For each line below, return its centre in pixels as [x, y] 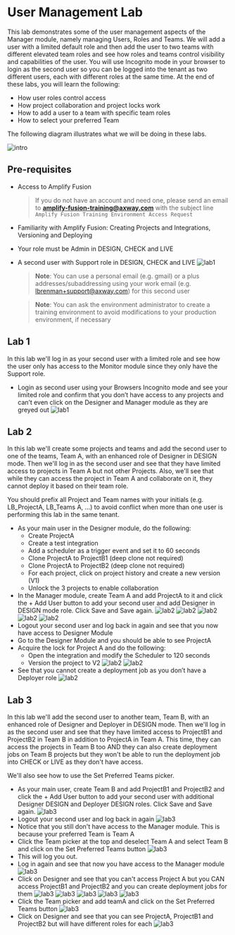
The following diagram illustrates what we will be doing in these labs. [107, 134]
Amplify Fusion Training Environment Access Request [114, 214]
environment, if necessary [73, 319]
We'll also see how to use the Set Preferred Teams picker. [91, 776]
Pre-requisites [39, 170]
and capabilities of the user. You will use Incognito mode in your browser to [116, 61]
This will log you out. [47, 857]
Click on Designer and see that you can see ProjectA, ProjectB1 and [115, 917]
